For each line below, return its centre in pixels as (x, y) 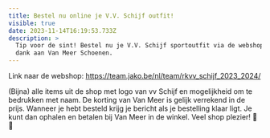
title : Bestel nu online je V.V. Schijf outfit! (91, 16)
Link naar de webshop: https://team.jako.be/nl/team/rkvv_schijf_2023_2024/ (135, 76)
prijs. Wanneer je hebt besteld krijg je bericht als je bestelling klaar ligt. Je (130, 108)
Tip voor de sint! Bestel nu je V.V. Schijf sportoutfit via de (125, 46)
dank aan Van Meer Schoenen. (64, 53)
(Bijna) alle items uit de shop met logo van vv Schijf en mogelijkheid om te (131, 91)
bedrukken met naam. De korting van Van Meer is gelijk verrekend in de (127, 100)
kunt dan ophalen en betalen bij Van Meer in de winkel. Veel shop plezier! (130, 117)
